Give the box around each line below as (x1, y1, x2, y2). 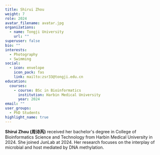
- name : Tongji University (9, 29, 64, 34)
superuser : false (5, 39, 40, 43)
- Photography (9, 52, 38, 57)
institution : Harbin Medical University (17, 92, 101, 97)
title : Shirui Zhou (5, 7, 45, 12)
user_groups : (5, 106, 32, 111)
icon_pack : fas (14, 70, 45, 75)
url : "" (14, 34, 29, 39)
